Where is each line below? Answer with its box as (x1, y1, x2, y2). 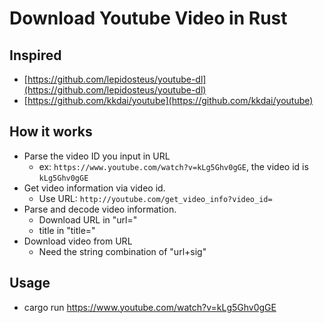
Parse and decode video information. (23, 203, 177, 215)
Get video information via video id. (23, 182, 166, 194)
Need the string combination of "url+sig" (38, 245, 207, 257)
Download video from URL (23, 235, 133, 247)
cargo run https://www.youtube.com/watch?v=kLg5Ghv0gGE (23, 301, 277, 313)
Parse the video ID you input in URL (23, 150, 171, 162)
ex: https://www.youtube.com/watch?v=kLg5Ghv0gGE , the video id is (38, 160, 309, 172)
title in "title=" (38, 224, 96, 236)
